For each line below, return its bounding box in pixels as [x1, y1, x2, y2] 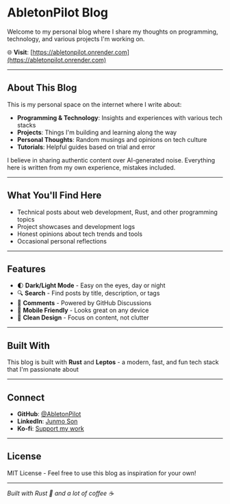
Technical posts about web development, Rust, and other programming [16, 208, 218, 216]
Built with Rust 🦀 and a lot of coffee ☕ [7, 489, 114, 497]
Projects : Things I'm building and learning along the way [16, 128, 177, 136]
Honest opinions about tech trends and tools [16, 230, 142, 238]
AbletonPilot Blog [7, 5, 108, 21]
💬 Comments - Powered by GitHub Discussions [16, 299, 152, 307]
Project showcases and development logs [16, 222, 136, 230]
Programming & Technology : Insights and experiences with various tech [16, 113, 222, 121]
